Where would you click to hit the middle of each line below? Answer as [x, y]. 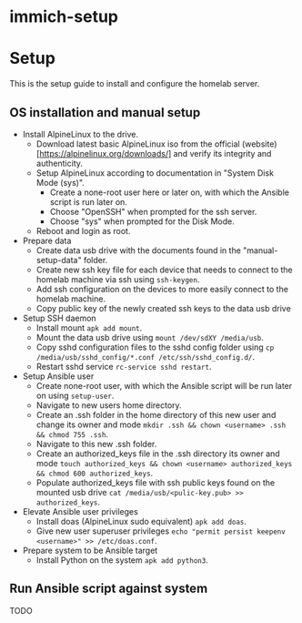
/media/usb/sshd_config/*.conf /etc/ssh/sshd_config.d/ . [146, 356]
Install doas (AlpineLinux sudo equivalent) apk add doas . [141, 521]
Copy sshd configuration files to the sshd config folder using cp [155, 347]
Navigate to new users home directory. [109, 405]
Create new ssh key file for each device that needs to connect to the [164, 270]
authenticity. [60, 163]
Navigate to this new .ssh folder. [96, 444]
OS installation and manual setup [105, 112]
